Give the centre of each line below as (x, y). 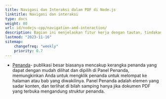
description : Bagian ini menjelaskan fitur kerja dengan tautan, (74, 33)
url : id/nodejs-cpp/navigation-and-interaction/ (56, 28)
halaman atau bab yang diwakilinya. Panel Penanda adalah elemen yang (85, 81)
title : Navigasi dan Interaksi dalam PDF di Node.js (61, 10)
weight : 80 (16, 23)
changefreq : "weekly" (36, 46)
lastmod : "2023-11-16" (28, 37)
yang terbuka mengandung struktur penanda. (59, 91)
